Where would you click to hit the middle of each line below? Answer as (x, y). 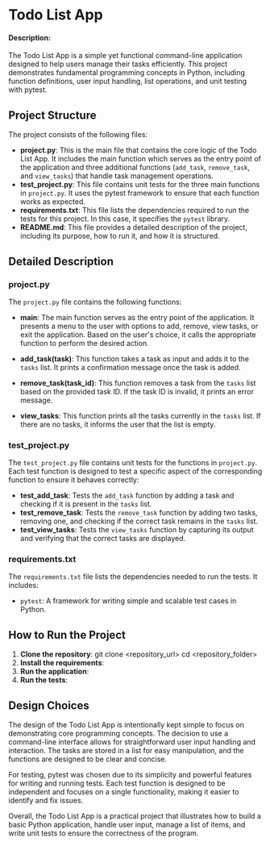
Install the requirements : (62, 663)
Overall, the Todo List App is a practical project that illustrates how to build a (135, 816)
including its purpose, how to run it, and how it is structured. (120, 236)
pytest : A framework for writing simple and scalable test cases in (128, 601)
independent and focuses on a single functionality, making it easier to (124, 792)
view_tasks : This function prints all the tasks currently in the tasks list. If (141, 415)
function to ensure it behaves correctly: (74, 480)
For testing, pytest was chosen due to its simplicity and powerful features (130, 775)
